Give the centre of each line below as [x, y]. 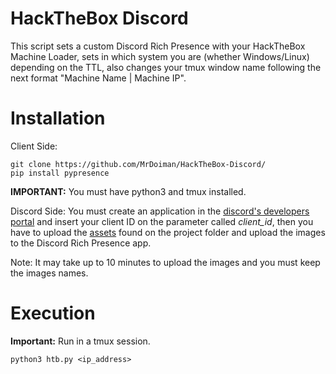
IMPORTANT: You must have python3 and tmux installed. [128, 191]
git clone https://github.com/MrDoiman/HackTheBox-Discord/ [138, 164]
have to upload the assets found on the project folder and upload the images [168, 232]
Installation [58, 118]
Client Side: [34, 146]
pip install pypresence [60, 173]
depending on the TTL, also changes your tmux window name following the [166, 67]
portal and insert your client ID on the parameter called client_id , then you [162, 221]
